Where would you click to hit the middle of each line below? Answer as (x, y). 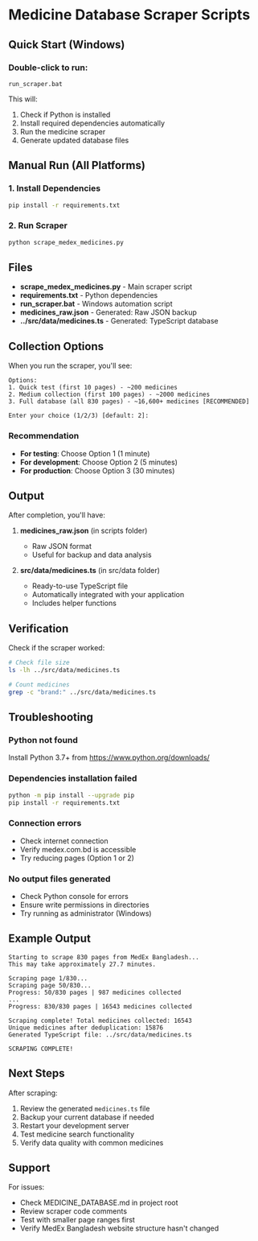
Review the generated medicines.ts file (85, 1108)
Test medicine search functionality (77, 1134)
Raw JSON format (62, 546)
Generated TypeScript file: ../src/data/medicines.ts (100, 1035)
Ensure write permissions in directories (85, 905)
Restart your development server (75, 1125)
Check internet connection (64, 841)
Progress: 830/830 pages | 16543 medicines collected (100, 1006)
